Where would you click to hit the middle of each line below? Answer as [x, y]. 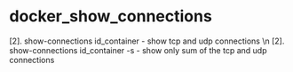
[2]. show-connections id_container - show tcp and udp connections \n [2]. [147, 41]
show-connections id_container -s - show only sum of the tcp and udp [138, 50]
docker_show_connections [111, 16]
